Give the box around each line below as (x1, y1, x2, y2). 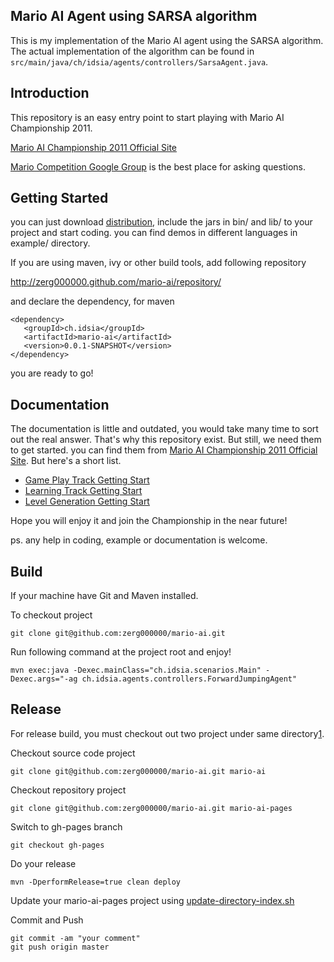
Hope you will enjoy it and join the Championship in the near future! (10, 515, 288, 527)
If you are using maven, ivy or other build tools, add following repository (10, 257, 307, 269)
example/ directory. (10, 237, 91, 249)
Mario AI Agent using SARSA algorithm (10, 8, 258, 25)
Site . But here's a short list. (10, 455, 122, 467)
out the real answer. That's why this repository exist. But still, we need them (10, 434, 322, 446)
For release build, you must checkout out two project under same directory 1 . (10, 727, 325, 739)
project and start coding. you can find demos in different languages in (10, 227, 298, 239)
